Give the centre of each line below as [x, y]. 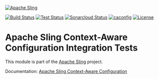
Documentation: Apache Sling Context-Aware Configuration [66, 71]
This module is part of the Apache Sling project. [54, 62]
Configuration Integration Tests [72, 48]
